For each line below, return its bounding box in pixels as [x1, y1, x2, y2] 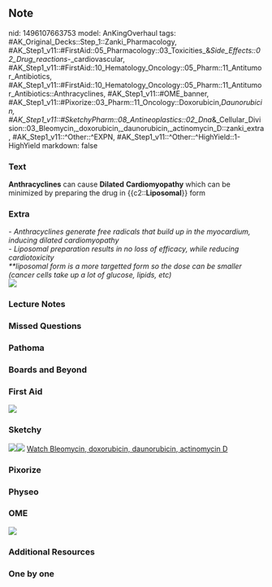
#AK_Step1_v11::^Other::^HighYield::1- [116, 132, 241, 142]
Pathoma [8, 342, 45, 353]
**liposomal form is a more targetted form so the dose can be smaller [8, 261, 242, 271]
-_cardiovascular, [67, 54, 126, 64]
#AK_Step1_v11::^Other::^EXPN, [11, 132, 115, 142]
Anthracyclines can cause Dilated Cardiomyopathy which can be [8, 179, 231, 190]
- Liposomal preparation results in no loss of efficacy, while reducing [8, 244, 240, 254]
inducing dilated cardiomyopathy [8, 235, 119, 245]
